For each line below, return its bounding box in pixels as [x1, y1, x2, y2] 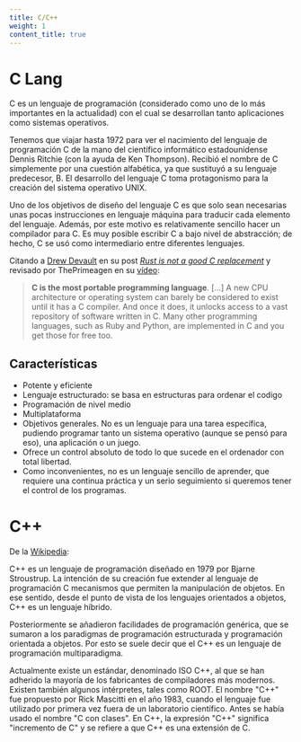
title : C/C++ [9, 13, 58, 22]
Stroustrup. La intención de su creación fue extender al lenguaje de [9, 573, 259, 584]
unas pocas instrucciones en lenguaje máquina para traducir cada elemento [9, 209, 291, 220]
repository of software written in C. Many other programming [31, 311, 258, 322]
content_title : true [9, 30, 87, 39]
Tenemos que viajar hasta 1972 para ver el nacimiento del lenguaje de [9, 135, 268, 146]
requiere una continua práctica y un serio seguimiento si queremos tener [22, 475, 292, 486]
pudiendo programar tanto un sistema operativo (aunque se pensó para [22, 428, 288, 438]
